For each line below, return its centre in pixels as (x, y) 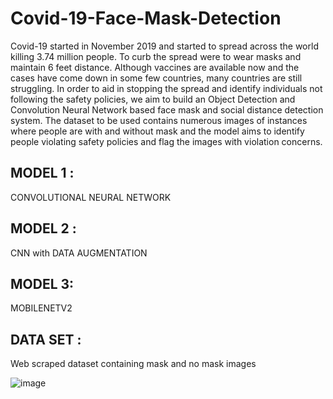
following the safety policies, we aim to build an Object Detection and (153, 99)
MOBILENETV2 (41, 308)
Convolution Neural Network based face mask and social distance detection (167, 109)
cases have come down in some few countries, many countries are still (156, 78)
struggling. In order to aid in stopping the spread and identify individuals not (166, 88)
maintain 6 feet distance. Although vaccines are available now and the (155, 67)
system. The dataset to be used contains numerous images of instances (159, 120)
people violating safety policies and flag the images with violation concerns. (166, 141)
